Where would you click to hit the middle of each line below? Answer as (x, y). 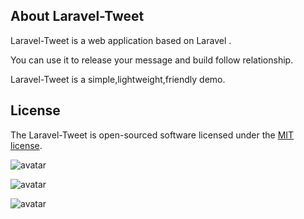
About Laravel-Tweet (77, 16)
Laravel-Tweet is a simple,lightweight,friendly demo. (118, 79)
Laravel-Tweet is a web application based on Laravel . (121, 40)
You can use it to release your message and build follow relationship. (152, 60)
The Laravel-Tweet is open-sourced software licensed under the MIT (152, 135)
